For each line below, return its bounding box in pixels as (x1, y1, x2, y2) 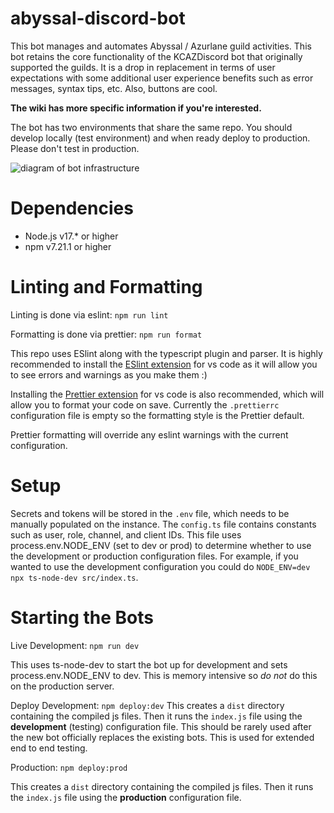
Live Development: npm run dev (10, 639, 140, 651)
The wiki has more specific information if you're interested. (10, 102, 262, 114)
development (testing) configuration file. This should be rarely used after (10, 720, 312, 732)
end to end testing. (10, 742, 88, 754)
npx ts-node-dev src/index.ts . (10, 571, 139, 583)
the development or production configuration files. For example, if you (10, 550, 299, 562)
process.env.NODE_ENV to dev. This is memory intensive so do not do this (10, 669, 318, 681)
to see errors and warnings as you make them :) (10, 368, 208, 381)
